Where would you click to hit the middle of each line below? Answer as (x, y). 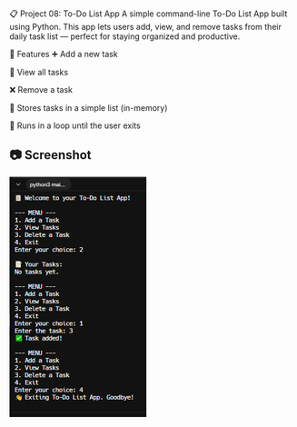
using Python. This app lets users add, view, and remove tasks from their (145, 27)
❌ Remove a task (41, 89)
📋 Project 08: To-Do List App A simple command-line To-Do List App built (148, 14)
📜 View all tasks (39, 72)
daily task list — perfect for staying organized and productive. (125, 36)
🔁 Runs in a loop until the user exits (75, 125)
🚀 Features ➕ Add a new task (64, 54)
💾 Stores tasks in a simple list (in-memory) (89, 108)
